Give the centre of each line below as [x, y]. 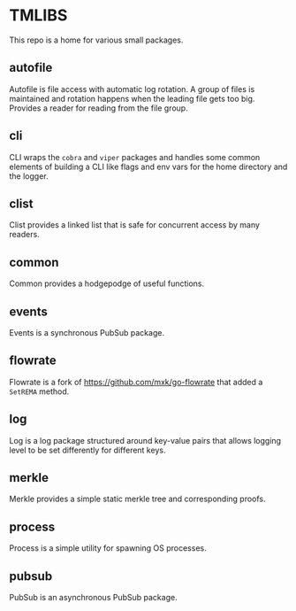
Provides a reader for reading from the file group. [99, 108]
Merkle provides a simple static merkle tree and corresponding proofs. [138, 499]
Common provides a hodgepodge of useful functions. [107, 283]
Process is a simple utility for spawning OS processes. [108, 548]
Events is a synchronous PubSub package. [87, 333]
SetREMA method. [39, 391]
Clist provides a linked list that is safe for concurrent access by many [135, 225]
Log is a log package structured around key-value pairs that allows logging [145, 440]
